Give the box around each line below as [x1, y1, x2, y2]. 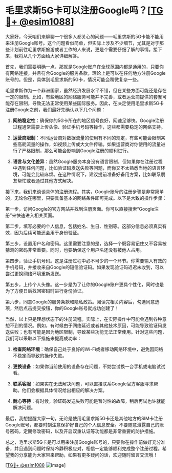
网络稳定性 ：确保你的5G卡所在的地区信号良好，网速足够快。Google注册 [12, 117, 164, 124]
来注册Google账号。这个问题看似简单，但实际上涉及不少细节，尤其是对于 [5, 39, 160, 46]
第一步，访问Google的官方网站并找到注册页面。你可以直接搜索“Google [5, 205, 155, 212]
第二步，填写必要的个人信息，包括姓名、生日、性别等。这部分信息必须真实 [5, 223, 162, 229]
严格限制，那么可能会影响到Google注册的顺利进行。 [21, 147, 132, 154]
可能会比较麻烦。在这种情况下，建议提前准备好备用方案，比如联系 [21, 171, 161, 177]
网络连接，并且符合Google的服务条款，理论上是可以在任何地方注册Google [9, 70, 166, 76]
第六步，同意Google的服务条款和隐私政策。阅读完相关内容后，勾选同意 [5, 298, 155, 305]
